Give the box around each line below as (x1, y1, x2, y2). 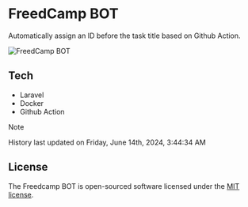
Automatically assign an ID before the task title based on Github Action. (8, 31, 241, 40)
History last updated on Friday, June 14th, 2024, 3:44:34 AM (8, 137, 206, 147)
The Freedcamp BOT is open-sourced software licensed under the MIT (8, 181, 240, 190)
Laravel (19, 90, 44, 100)
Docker (19, 98, 44, 107)
